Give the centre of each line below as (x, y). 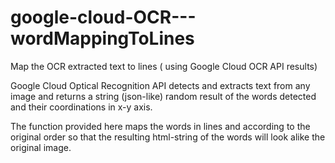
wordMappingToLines (102, 38)
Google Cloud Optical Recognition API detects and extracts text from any (160, 85)
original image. (41, 147)
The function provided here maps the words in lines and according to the (160, 126)
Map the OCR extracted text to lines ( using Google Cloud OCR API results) (164, 66)
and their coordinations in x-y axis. (81, 107)
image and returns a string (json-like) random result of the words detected (163, 96)
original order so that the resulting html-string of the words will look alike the (168, 137)
